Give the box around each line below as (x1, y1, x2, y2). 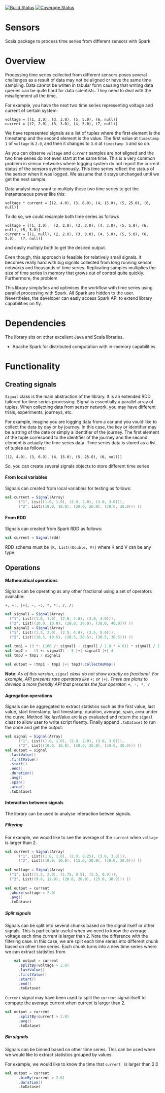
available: (5, 594, 25, 599)
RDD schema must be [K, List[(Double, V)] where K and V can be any (5, 544, 151, 550)
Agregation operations (5, 693, 53, 699)
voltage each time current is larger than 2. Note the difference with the (5, 933, 148, 939)
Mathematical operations (5, 577, 58, 583)
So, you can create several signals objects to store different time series (5, 463, 149, 469)
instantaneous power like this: (5, 191, 66, 197)
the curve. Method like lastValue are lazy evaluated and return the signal (5, 714, 153, 720)
